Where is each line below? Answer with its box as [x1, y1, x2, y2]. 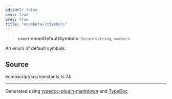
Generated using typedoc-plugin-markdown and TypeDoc [5, 88, 128, 94]
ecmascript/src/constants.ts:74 [5, 74, 71, 80]
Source [5, 60, 29, 69]
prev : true [5, 17, 29, 22]
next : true [5, 12, 29, 17]
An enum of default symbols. [5, 45, 67, 51]
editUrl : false [5, 7, 38, 13]
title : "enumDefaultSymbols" [5, 21, 68, 27]
